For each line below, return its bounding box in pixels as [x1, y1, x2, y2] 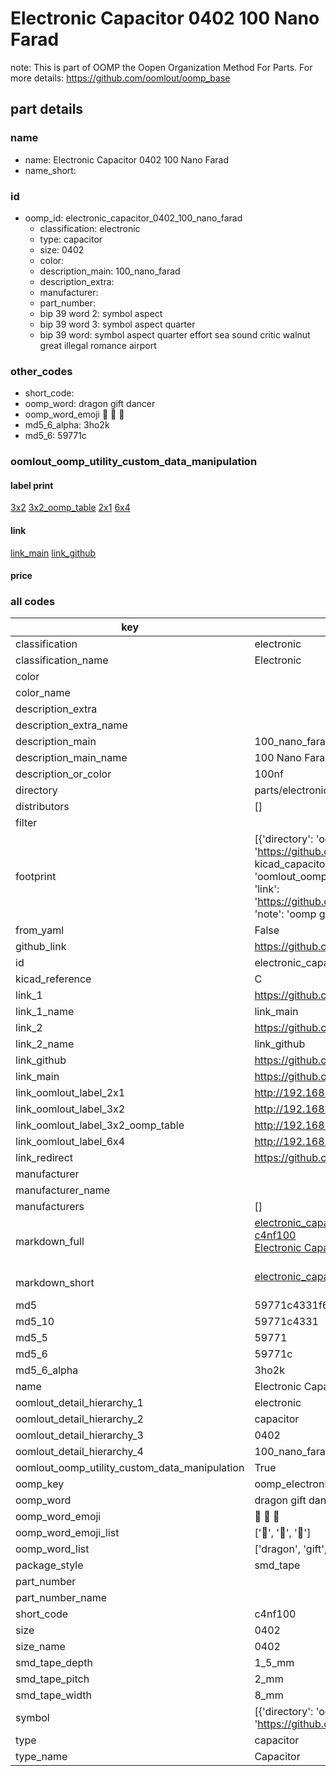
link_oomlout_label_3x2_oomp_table [15, 1118, 185, 1132]
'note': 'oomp [254, 907, 317, 921]
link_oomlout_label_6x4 [15, 1135, 126, 1149]
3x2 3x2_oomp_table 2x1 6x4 [10, 502, 131, 514]
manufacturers [15, 1200, 85, 1214]
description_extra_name [15, 718, 128, 732]
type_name [15, 1750, 68, 1764]
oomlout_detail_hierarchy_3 [15, 1428, 144, 1442]
